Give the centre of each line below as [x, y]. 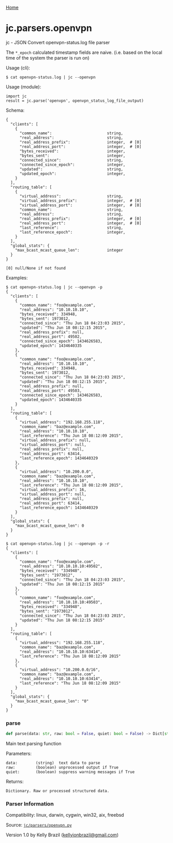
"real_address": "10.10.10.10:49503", [61, 602]
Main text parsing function [34, 744]
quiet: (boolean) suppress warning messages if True [70, 772]
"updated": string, [71, 169]
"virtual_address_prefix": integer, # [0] [80, 201]
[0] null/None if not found [36, 268]
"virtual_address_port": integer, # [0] [80, 205]
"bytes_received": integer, [72, 151]
